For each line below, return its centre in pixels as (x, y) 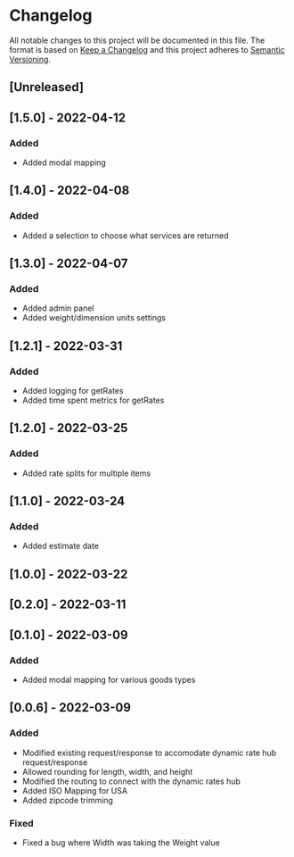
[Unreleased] (47, 87)
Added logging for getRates (73, 391)
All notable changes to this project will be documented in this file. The (137, 40)
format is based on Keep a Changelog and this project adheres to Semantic (147, 49)
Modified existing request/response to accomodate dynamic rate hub (149, 753)
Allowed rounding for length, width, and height (107, 771)
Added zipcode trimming (68, 800)
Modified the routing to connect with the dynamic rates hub (131, 781)
